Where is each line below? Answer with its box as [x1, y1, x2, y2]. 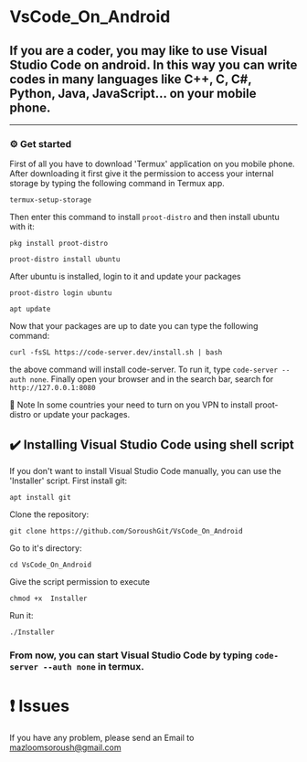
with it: [9, 221, 35, 232]
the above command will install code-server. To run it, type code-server [9, 364, 279, 376]
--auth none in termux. [42, 661, 144, 673]
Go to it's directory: [9, 543, 82, 554]
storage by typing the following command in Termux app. [9, 178, 226, 189]
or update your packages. [33, 409, 131, 420]
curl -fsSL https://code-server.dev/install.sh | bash [9, 348, 223, 357]
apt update [9, 304, 51, 314]
